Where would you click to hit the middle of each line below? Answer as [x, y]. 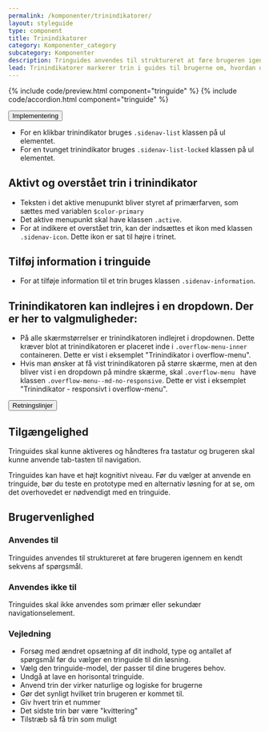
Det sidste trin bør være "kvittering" [79, 711]
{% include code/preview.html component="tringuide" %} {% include [123, 91]
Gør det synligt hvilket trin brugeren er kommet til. [102, 694]
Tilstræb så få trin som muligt [68, 719]
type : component [35, 30]
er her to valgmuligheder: [73, 319]
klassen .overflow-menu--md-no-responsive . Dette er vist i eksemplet [133, 381]
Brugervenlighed [51, 518]
